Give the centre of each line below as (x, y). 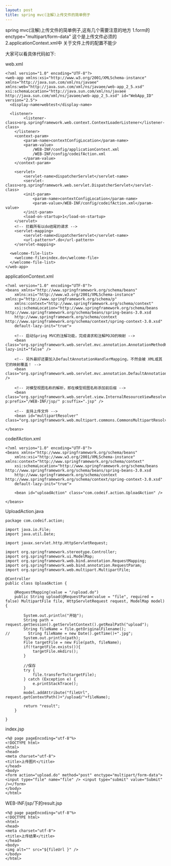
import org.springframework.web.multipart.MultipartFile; (68, 570)
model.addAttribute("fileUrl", (57, 693)
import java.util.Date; (31, 534)
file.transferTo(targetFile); (64, 675)
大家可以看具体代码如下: (31, 54)
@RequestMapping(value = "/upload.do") (57, 592)
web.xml (14, 64)
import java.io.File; (28, 529)
